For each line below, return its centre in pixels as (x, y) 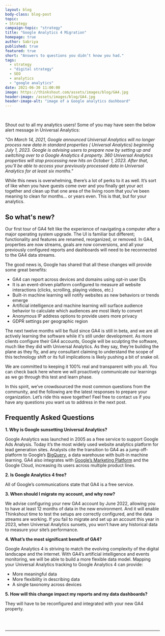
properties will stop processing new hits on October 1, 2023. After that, (77, 161)
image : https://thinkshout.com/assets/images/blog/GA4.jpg (67, 92)
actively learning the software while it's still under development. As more (79, 336)
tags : (11, 60)
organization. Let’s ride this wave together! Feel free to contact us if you (78, 397)
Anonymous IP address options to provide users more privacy (75, 316)
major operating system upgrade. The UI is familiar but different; (70, 234)
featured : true (21, 51)
